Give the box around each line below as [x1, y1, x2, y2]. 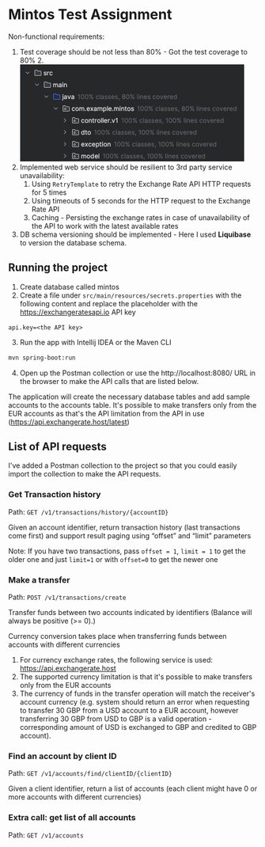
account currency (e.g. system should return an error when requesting [19, 697, 250, 707]
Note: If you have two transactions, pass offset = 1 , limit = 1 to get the [8, 546, 247, 556]
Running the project [8, 261, 108, 275]
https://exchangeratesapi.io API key [19, 307, 136, 317]
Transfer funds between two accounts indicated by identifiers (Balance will [8, 608, 252, 617]
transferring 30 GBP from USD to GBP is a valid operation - [19, 714, 212, 724]
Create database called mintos [19, 282, 120, 291]
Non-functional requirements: [8, 32, 105, 41]
